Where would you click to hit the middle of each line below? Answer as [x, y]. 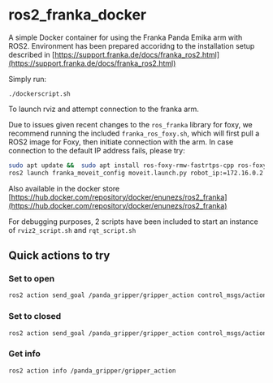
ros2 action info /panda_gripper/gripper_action [92, 371]
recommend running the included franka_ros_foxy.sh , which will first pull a [134, 133]
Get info [24, 354]
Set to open [32, 279]
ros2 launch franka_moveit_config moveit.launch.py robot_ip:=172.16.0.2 [136, 173]
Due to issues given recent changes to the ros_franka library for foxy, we [131, 124]
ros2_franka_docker [78, 15]
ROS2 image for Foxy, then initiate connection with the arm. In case [121, 142]
